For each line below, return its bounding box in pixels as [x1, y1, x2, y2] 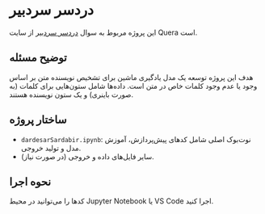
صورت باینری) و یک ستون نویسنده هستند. [9, 90, 134, 99]
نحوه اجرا [9, 174, 52, 188]
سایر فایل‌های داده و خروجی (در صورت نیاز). [20, 151, 154, 162]
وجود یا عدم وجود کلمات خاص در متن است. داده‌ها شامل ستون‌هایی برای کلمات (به [9, 81, 258, 90]
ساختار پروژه [9, 113, 67, 127]
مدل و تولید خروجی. [20, 143, 82, 153]
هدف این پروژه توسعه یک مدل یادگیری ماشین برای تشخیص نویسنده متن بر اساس [9, 72, 254, 82]
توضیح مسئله [9, 51, 67, 65]
